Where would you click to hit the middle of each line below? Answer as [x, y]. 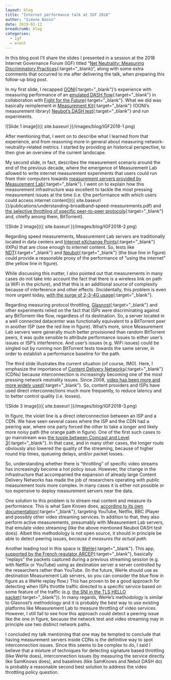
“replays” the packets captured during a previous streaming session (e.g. [82, 559]
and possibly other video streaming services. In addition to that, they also [82, 517]
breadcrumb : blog [24, 29]
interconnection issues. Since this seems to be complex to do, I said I [78, 645]
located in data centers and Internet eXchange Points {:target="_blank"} [80, 242]
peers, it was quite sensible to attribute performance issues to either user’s [84, 337]
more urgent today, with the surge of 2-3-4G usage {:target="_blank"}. [79, 295]
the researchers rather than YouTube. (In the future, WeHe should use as [82, 570]
